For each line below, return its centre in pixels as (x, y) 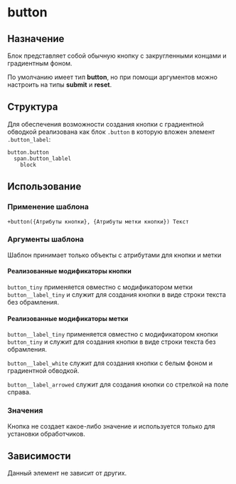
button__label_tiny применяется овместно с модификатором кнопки (113, 335)
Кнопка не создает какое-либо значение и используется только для (111, 426)
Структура (33, 107)
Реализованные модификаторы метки (68, 318)
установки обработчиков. (46, 433)
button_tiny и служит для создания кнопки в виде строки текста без (112, 342)
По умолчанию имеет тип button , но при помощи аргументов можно (113, 77)
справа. (19, 392)
